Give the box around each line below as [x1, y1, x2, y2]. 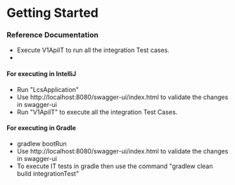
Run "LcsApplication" [16, 85, 79, 94]
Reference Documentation [6, 30, 99, 40]
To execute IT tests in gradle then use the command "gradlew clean [16, 162, 213, 170]
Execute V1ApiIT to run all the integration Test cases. [16, 46, 170, 54]
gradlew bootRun [16, 139, 68, 148]
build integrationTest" [16, 169, 80, 177]
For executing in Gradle [6, 124, 77, 132]
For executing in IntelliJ [6, 70, 77, 78]
